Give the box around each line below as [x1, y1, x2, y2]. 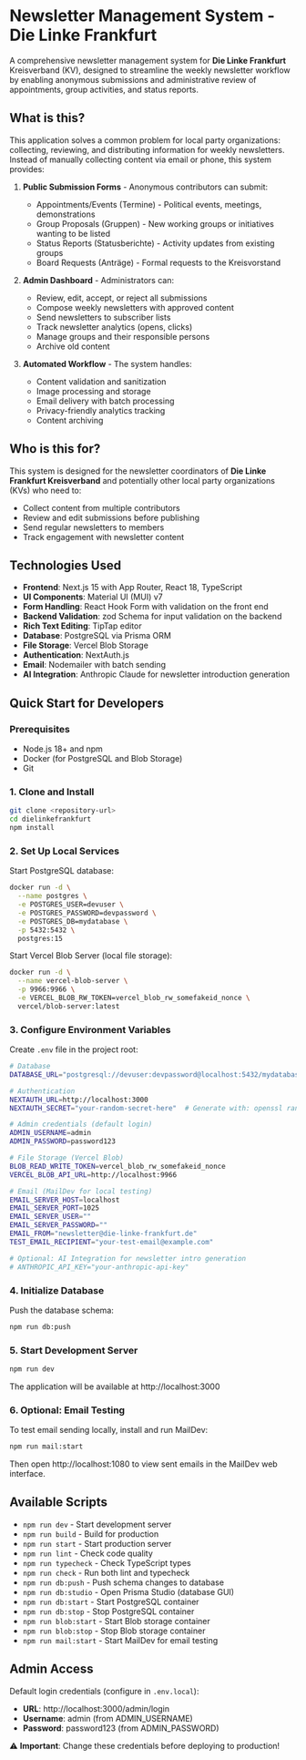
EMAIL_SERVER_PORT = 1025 [9, 1203, 100, 1213]
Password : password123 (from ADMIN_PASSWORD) [22, 1723, 220, 1734]
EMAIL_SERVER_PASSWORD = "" [9, 1221, 107, 1230]
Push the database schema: [9, 1305, 114, 1315]
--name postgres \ [17, 892, 88, 901]
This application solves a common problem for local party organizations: [9, 134, 280, 146]
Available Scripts [9, 1495, 107, 1510]
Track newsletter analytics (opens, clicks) [36, 321, 193, 333]
